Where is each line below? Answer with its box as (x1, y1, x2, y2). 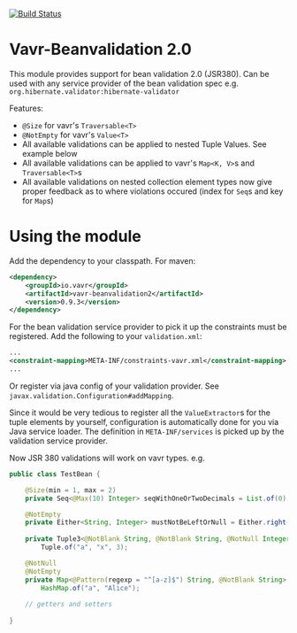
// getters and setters (25, 600, 113, 609)
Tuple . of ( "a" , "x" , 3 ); (41, 543, 128, 552)
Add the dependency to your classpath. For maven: (9, 255, 196, 266)
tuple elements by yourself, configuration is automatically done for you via (9, 416, 279, 427)
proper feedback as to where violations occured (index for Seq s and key (21, 186, 284, 197)
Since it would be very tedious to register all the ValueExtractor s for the (9, 407, 271, 418)
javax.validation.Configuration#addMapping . (9, 390, 174, 400)
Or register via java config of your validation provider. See (9, 381, 219, 391)
